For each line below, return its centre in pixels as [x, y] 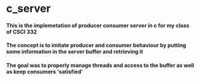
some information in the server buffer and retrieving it [75, 52]
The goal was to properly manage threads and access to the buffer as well [100, 65]
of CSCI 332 [22, 32]
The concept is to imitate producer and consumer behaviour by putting [96, 45]
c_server [28, 9]
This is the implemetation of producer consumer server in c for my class [98, 25]
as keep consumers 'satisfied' [45, 71]
